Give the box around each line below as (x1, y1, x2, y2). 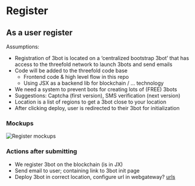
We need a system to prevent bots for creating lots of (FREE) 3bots (14, 86, 178, 92)
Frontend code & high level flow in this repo (23, 74, 129, 80)
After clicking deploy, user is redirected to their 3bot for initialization (14, 105, 180, 111)
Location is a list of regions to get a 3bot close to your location (14, 98, 167, 105)
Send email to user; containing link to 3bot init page (14, 167, 140, 174)
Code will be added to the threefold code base (14, 67, 128, 74)
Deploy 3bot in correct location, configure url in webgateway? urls (14, 173, 176, 180)
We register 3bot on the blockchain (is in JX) (14, 161, 123, 168)
